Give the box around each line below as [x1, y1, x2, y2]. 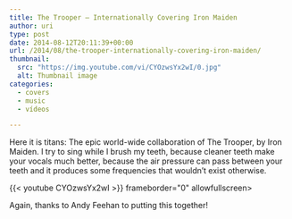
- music [17, 96, 46, 105]
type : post [9, 29, 50, 38]
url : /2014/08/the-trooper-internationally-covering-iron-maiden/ [9, 46, 262, 55]
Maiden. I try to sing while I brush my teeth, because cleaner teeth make [9, 147, 275, 157]
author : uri [9, 21, 54, 30]
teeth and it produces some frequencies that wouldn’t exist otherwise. [9, 165, 267, 176]
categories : [9, 80, 54, 88]
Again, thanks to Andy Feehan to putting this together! [9, 200, 208, 211]
